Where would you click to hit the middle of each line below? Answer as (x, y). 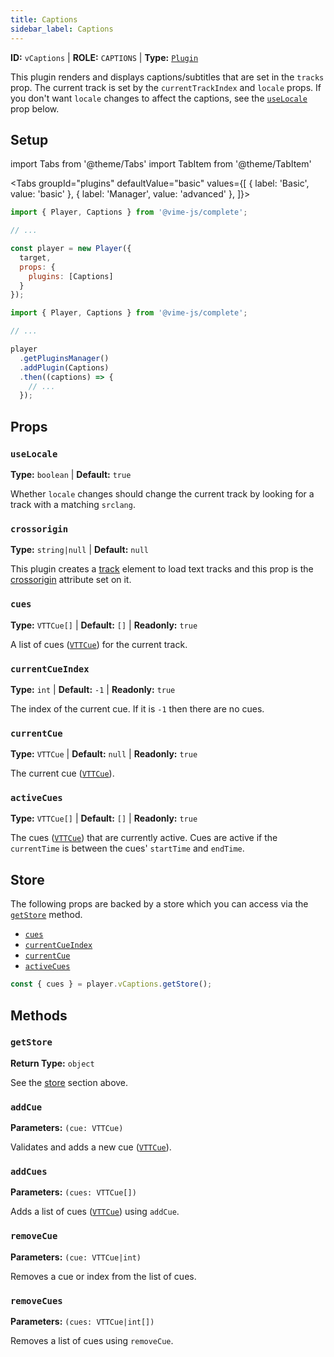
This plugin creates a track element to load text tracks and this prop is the (162, 569)
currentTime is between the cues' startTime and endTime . (127, 848)
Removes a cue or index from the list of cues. (103, 1276)
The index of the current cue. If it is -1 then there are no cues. (137, 708)
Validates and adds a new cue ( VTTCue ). (91, 1147)
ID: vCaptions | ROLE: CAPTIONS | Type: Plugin (104, 57)
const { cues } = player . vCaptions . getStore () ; (111, 984)
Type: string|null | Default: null (79, 550)
